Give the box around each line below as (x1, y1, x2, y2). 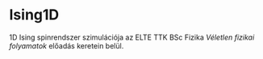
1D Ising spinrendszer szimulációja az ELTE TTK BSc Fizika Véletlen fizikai (9, 32, 255, 42)
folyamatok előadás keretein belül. (9, 40, 124, 50)
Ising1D (9, 6, 60, 24)
